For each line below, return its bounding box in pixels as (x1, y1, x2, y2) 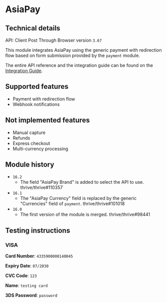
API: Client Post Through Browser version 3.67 (5, 37, 102, 43)
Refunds (12, 134, 30, 141)
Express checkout (12, 140, 51, 146)
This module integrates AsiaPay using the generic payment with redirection (5, 47, 162, 53)
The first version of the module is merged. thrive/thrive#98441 (20, 212, 150, 218)
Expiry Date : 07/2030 (5, 263, 49, 269)
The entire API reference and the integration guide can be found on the (5, 62, 153, 68)
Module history (5, 160, 55, 169)
